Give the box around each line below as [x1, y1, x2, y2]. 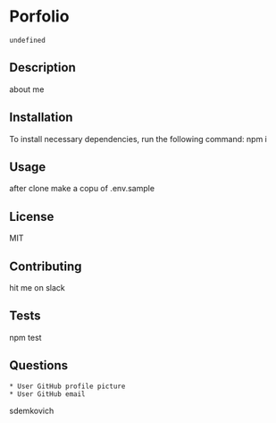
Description [9, 60, 76, 75]
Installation [9, 110, 73, 125]
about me [9, 83, 45, 95]
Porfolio [9, 6, 70, 27]
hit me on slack [9, 283, 65, 292]
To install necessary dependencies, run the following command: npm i [9, 133, 268, 144]
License [9, 208, 54, 224]
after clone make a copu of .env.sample [9, 183, 155, 194]
